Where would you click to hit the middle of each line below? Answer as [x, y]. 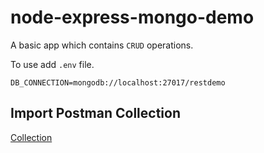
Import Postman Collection [95, 113]
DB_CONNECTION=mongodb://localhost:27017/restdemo [118, 82]
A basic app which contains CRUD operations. [102, 45]
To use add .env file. [52, 64]
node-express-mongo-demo [132, 17]
